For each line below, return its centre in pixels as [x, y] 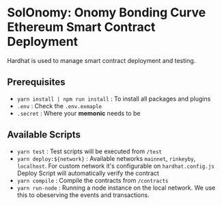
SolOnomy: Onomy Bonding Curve [107, 13]
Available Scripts [44, 135]
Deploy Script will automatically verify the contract [88, 173]
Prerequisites [36, 82]
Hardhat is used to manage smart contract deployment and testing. [101, 60]
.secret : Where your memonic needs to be [79, 113]
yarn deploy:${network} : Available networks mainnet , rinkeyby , [106, 158]
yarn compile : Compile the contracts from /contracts [93, 180]
